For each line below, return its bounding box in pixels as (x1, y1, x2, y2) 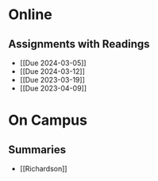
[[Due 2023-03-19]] (19, 75, 85, 84)
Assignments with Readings (8, 37, 150, 51)
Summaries (8, 143, 66, 156)
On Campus (8, 111, 87, 129)
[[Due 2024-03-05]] (19, 58, 87, 67)
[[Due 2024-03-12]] (19, 67, 86, 76)
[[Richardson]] (19, 164, 67, 173)
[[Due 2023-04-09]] (19, 83, 87, 93)
